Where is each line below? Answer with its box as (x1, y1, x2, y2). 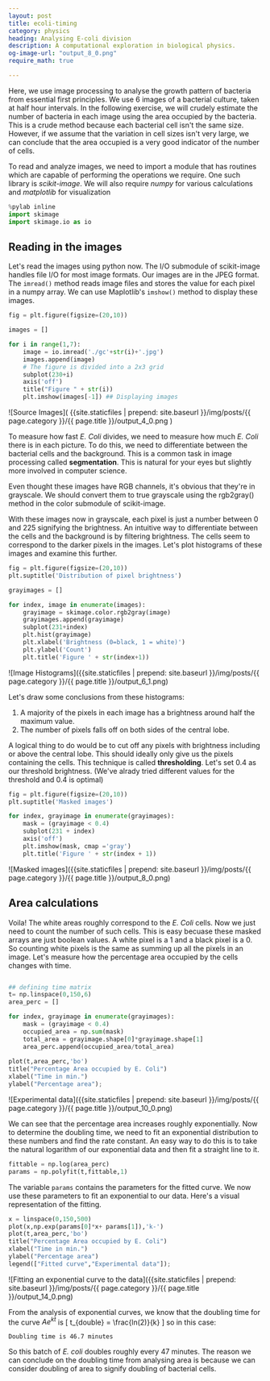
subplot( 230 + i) (23, 370, 74, 379)
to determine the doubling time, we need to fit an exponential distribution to (8, 1127, 260, 1137)
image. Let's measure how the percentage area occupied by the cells (8, 952, 239, 962)
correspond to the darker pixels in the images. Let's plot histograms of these (8, 540, 263, 550)
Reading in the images (8, 239, 123, 254)
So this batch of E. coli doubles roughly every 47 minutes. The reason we (8, 1347, 251, 1357)
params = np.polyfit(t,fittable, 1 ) (8, 1167, 128, 1175)
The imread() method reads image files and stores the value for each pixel (8, 279, 255, 289)
